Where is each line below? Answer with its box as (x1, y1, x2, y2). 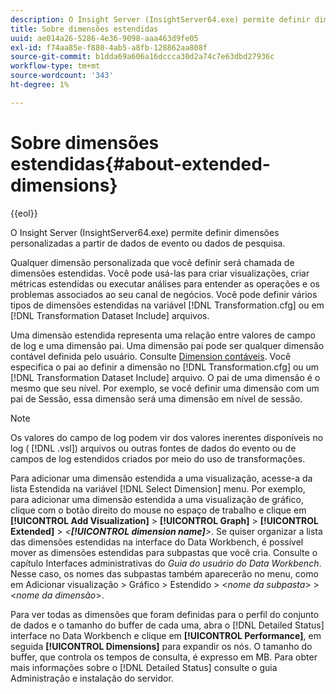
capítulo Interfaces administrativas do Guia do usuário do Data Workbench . (10, 557, 322, 569)
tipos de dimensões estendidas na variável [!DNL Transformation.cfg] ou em (10, 299, 325, 311)
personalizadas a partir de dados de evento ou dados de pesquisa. (10, 237, 286, 249)
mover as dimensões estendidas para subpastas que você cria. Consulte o (10, 546, 318, 558)
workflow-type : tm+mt (10, 61, 101, 71)
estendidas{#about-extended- (10, 152, 271, 175)
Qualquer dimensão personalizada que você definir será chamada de (10, 256, 295, 268)
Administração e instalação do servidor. (10, 672, 174, 684)
